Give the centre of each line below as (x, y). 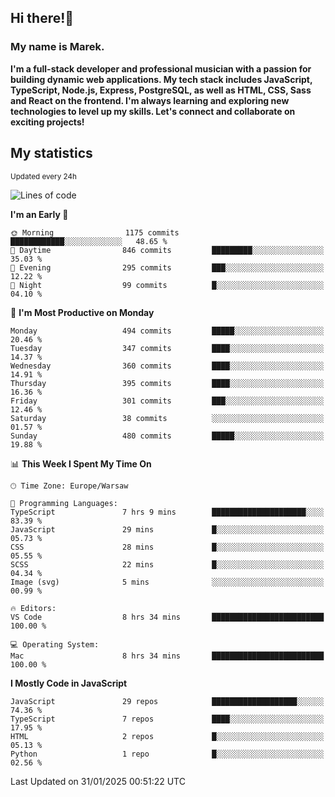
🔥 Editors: (33, 608)
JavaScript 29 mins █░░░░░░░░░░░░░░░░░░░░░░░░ (167, 529)
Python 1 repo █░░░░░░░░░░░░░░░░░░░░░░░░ (167, 754)
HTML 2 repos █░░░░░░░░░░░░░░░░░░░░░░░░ (167, 736)
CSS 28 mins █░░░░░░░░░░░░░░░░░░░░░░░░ (167, 547)
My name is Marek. (57, 47)
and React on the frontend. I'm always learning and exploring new (150, 100)
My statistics (51, 153)
